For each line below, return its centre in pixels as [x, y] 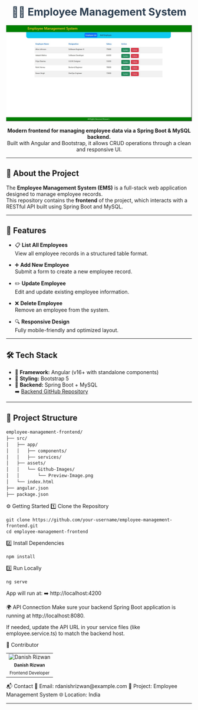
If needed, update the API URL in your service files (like [73, 627]
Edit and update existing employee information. [72, 292]
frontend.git [22, 526]
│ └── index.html [30, 482]
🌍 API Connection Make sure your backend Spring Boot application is [91, 607]
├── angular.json [27, 488]
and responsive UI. [99, 149]
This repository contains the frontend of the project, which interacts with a [97, 200]
